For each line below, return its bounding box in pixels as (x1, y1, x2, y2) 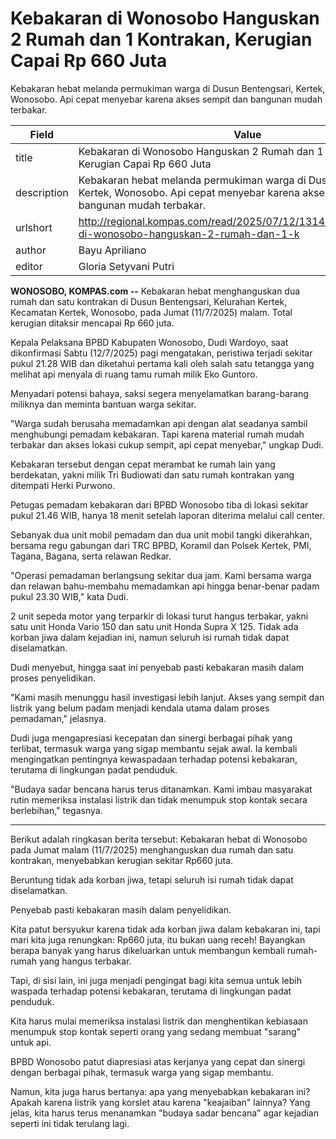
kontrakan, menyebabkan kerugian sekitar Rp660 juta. (10, 854, 234, 866)
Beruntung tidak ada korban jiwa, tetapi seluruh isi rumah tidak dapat (10, 873, 294, 886)
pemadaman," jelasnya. (10, 712, 107, 724)
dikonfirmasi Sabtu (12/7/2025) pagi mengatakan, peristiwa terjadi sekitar (10, 347, 313, 359)
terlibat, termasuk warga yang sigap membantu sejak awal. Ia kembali (10, 742, 298, 754)
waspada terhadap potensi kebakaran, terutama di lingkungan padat (10, 985, 292, 997)
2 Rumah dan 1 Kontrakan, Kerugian (10, 28, 313, 51)
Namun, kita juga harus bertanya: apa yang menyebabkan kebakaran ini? (10, 1085, 311, 1097)
